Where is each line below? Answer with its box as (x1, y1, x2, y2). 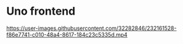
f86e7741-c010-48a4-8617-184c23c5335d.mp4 (6, 31, 128, 38)
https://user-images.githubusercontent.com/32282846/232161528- (6, 24, 177, 32)
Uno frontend (6, 4, 75, 18)
